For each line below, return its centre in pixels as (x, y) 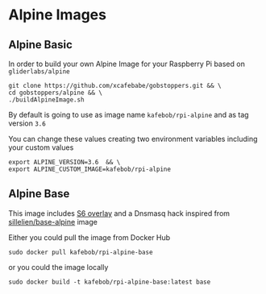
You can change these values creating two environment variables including (133, 139)
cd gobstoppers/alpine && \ (56, 93)
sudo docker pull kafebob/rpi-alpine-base (81, 252)
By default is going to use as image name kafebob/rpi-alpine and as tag (129, 115)
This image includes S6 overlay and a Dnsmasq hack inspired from (119, 213)
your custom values (41, 147)
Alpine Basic (40, 45)
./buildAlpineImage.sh (46, 100)
